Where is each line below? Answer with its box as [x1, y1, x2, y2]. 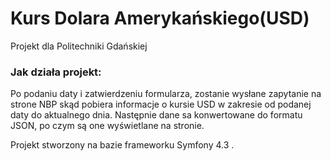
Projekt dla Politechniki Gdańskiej [10, 40, 148, 52]
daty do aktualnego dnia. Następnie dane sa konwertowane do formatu [10, 109, 303, 121]
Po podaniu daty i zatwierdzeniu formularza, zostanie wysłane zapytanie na [10, 88, 322, 100]
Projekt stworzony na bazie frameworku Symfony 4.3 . [10, 139, 235, 151]
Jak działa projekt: [10, 65, 102, 79]
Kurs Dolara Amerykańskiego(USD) [10, 7, 310, 30]
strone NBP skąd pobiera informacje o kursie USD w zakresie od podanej [10, 98, 312, 111]
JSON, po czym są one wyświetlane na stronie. [10, 120, 205, 132]
